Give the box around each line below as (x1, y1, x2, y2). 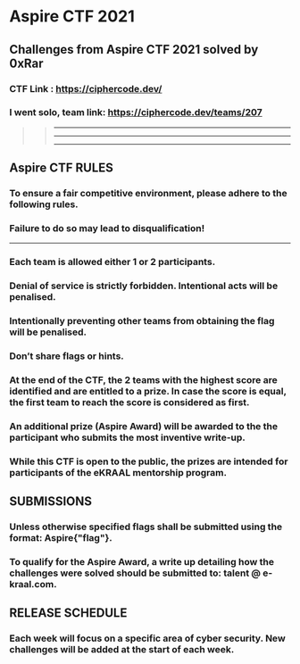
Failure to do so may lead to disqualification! (9, 222, 205, 235)
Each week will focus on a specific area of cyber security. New (9, 632, 286, 644)
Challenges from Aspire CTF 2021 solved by (9, 42, 259, 57)
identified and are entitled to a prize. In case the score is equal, (9, 386, 287, 398)
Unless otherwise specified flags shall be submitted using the (9, 520, 283, 533)
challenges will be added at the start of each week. (9, 643, 235, 656)
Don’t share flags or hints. (9, 350, 125, 362)
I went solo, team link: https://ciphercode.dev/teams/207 (9, 106, 262, 119)
